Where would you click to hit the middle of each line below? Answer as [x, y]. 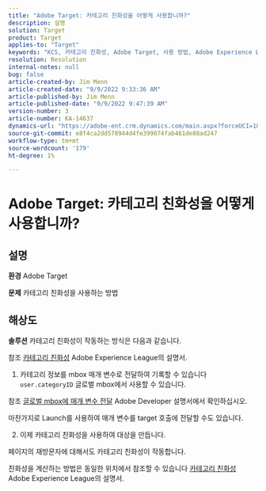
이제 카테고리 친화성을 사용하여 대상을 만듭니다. [93, 435]
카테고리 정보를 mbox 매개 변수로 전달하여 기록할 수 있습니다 [113, 375]
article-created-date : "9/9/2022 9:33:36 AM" [84, 89]
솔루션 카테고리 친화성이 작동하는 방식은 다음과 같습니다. [95, 341]
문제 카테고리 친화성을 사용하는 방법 [63, 293]
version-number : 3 [38, 112]
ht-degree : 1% [32, 155]
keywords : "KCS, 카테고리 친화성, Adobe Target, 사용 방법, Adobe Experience [130, 52]
